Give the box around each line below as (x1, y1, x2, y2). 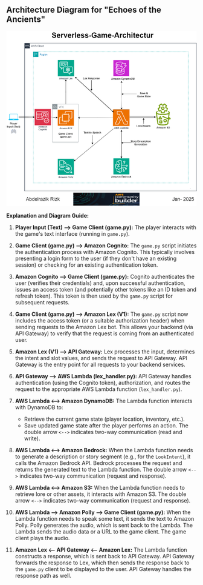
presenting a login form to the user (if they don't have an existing (14, 255, 177, 262)
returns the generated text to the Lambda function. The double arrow (14, 466, 187, 473)
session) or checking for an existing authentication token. (14, 261, 158, 269)
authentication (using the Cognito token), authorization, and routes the (14, 379, 190, 387)
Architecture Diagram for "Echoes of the (6, 5, 162, 15)
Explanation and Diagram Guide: (6, 212, 89, 219)
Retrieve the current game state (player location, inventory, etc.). (24, 415, 185, 423)
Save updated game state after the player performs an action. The (24, 422, 188, 429)
